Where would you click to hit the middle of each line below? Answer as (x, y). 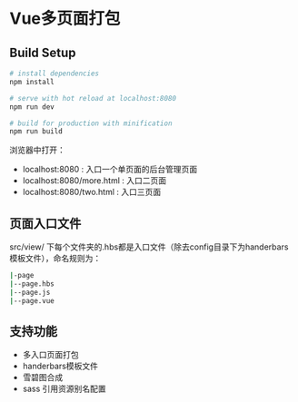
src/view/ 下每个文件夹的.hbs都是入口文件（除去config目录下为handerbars (149, 247)
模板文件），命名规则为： (55, 259)
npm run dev (32, 107)
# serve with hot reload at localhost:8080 (93, 98)
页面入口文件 (45, 223)
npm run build (36, 132)
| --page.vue (32, 300)
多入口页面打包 (50, 355)
